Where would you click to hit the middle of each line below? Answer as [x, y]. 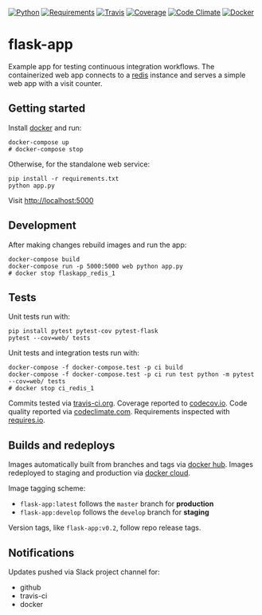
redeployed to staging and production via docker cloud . [100, 473]
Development [43, 226]
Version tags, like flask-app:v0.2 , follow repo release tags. [105, 528]
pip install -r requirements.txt [64, 178]
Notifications [41, 552]
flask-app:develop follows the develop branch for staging [114, 512]
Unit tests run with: [39, 317]
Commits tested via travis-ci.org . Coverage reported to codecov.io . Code [128, 403]
